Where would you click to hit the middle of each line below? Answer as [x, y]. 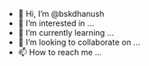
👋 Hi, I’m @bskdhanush [61, 14]
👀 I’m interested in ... [56, 23]
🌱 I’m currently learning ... [66, 33]
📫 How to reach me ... [60, 52]
